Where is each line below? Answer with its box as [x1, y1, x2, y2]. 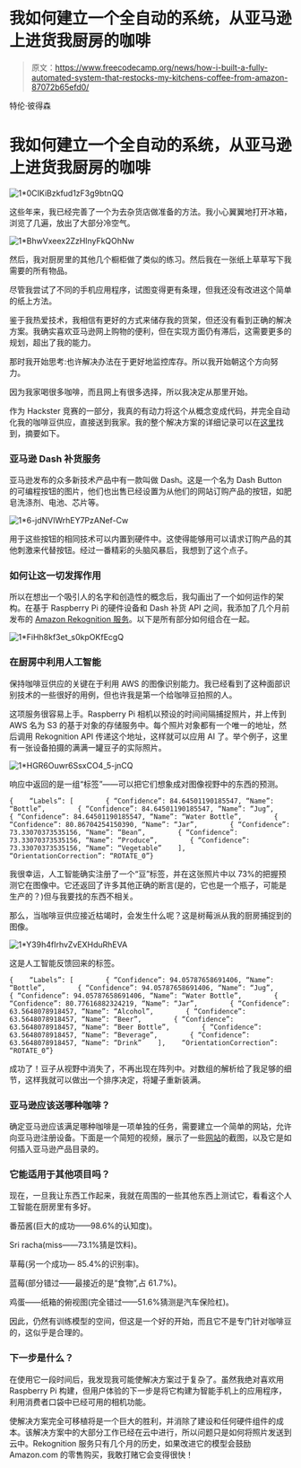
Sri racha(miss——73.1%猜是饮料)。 [9, 1240, 142, 1251]
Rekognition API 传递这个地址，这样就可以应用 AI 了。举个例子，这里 [34, 731, 288, 742]
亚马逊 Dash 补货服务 [9, 453, 101, 465]
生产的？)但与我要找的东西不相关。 [9, 891, 139, 901]
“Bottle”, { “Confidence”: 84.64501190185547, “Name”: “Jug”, [9, 804, 275, 813]
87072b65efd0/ [30, 82, 90, 92]
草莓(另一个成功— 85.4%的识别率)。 [9, 1259, 144, 1270]
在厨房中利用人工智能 [9, 656, 101, 669]
